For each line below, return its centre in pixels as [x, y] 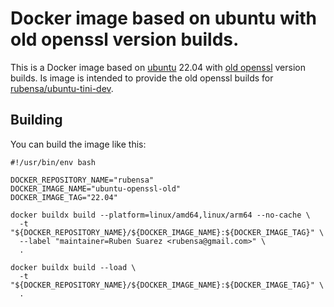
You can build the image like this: [78, 144]
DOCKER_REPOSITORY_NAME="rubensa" [82, 180]
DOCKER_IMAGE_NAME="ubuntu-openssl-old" [96, 188]
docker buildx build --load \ [73, 267]
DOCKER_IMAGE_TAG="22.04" [64, 197]
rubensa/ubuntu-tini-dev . [62, 88]
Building [36, 120]
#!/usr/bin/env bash [53, 162]
